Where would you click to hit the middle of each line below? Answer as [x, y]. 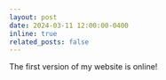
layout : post [33, 17]
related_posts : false [49, 42]
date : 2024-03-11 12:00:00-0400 [69, 25]
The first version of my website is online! [83, 67]
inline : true [33, 33]
